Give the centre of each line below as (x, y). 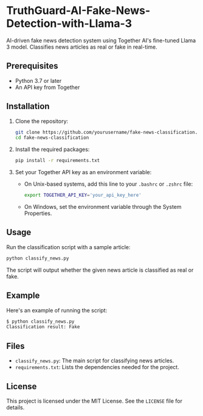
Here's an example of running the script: (57, 310)
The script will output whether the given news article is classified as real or (100, 270)
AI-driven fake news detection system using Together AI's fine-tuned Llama (101, 40)
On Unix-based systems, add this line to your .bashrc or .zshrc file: (108, 184)
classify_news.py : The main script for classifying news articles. (95, 361)
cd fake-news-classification (52, 138)
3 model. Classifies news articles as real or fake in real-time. (82, 47)
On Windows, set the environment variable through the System (103, 207)
